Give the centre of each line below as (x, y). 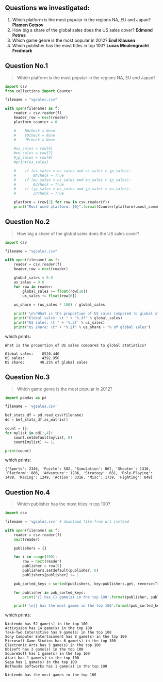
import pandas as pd (26, 398)
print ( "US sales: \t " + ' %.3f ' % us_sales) (59, 322)
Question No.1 (27, 66)
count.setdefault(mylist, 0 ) (43, 437)
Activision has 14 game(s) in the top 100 (49, 628)
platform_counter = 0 (35, 122)
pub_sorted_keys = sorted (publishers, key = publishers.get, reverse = (84, 584)
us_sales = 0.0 (29, 282)
